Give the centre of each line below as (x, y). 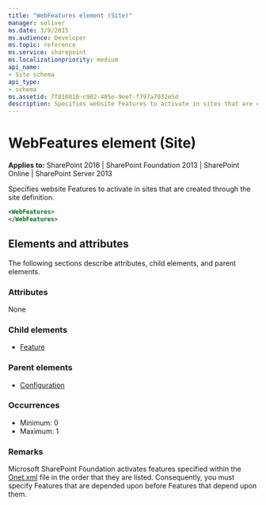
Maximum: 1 (39, 431)
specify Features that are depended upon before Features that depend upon (133, 486)
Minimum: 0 (39, 423)
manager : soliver (37, 23)
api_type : (25, 82)
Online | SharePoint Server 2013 (60, 174)
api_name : (25, 67)
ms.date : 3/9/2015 (38, 30)
